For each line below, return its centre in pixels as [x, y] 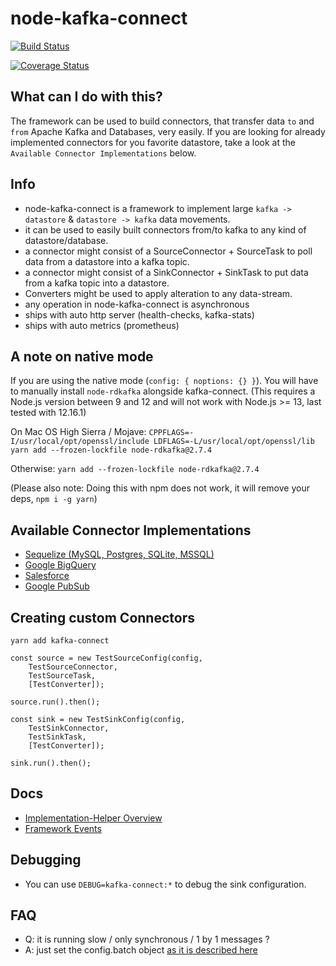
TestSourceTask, [62, 676]
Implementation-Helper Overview [93, 818]
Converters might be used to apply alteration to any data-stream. [158, 293]
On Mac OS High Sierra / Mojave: [78, 432]
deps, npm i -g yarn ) [54, 499]
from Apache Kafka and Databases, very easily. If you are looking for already [168, 131]
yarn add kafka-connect [60, 641]
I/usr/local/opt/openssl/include [80, 442]
